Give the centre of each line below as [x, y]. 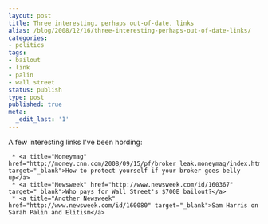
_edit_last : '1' [42, 120]
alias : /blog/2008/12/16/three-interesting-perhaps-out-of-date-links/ [130, 30]
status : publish [35, 90]
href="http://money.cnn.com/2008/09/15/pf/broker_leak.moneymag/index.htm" [137, 163]
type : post [26, 97]
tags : [17, 53]
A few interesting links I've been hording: [75, 142]
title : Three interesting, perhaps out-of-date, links [101, 23]
